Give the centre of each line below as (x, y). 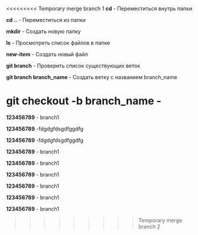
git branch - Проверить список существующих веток (73, 66)
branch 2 (150, 226)
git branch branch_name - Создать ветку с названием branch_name (92, 77)
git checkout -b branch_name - (84, 101)
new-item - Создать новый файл (47, 54)
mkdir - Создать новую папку (43, 31)
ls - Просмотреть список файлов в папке (58, 43)
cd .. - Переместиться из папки (46, 20)
